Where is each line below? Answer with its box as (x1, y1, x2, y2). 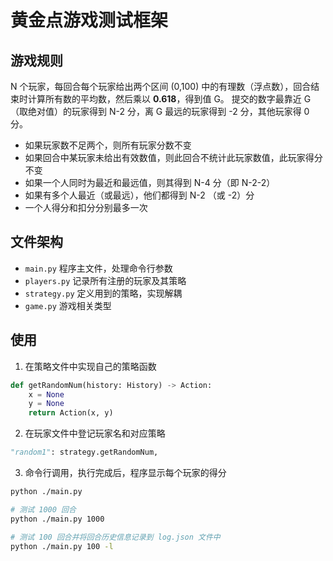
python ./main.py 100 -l (10, 541, 114, 551)
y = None (28, 399, 65, 409)
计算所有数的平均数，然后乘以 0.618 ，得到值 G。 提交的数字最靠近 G (27, 93, 312, 105)
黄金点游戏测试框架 (10, 9, 169, 32)
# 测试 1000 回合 (10, 504, 77, 515)
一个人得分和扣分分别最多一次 (24, 202, 148, 213)
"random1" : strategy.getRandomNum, (10, 447, 159, 458)
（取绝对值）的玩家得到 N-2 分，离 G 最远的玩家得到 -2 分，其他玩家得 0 (10, 106, 310, 117)
